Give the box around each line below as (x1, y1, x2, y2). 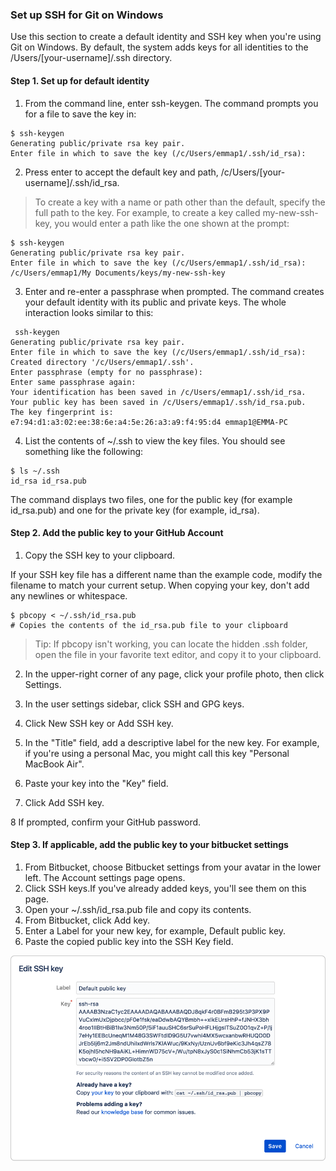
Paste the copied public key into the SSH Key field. (24, 935, 234, 947)
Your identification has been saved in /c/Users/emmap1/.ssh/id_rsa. (10, 387, 307, 397)
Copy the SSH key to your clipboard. (24, 549, 176, 561)
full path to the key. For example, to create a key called (34, 206, 261, 218)
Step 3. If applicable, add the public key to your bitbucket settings (10, 839, 289, 851)
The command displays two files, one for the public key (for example (10, 493, 293, 505)
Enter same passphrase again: (10, 377, 137, 387)
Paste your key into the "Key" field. (24, 777, 169, 789)
